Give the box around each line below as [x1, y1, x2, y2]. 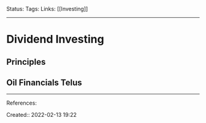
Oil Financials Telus [6, 77, 82, 88]
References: [6, 99, 37, 106]
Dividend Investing [6, 32, 104, 47]
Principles [6, 56, 46, 67]
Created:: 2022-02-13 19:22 [6, 111, 77, 119]
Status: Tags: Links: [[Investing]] [6, 6, 88, 12]
